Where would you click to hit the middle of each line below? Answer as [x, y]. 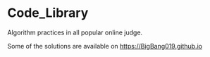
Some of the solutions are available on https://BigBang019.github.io [105, 46]
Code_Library [48, 13]
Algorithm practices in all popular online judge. [75, 32]
